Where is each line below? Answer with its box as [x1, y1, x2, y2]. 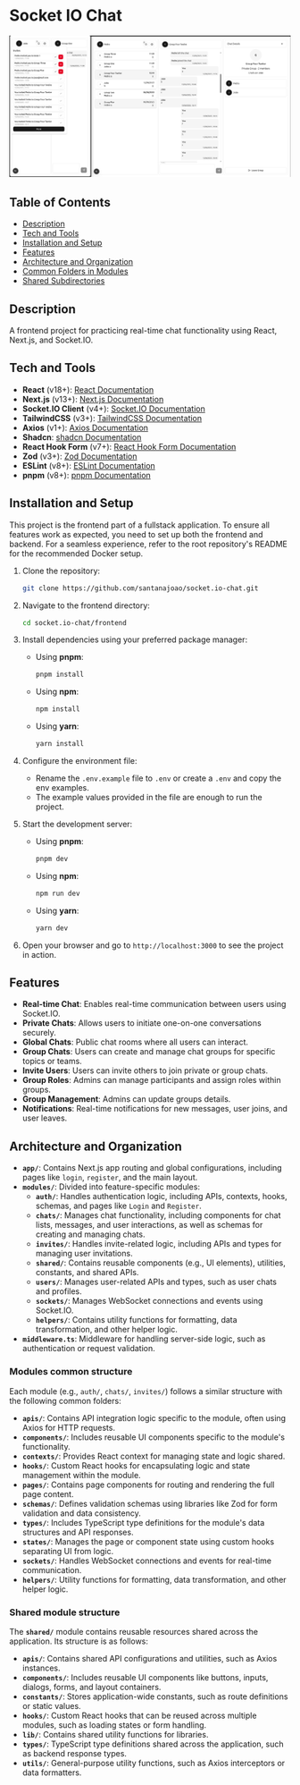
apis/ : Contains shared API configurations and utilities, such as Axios [21, 1653, 278, 1663]
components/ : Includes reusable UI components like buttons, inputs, [21, 1671, 269, 1682]
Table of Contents [9, 194, 112, 210]
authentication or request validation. [21, 1343, 156, 1354]
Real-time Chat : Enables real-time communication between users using [21, 999, 287, 1010]
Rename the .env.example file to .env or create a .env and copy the [35, 773, 282, 783]
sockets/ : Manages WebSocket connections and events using [35, 1296, 263, 1307]
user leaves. [21, 1112, 68, 1123]
